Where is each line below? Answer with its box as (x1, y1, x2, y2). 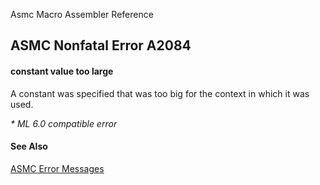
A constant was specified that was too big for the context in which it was (10, 87, 310, 99)
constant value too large (10, 65, 114, 77)
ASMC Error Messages (10, 162, 105, 174)
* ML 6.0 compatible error (10, 117, 118, 129)
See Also (10, 140, 48, 153)
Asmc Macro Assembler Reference (10, 9, 154, 20)
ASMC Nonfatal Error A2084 (10, 37, 192, 54)
